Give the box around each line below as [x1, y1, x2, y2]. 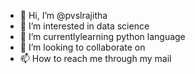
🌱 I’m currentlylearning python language [19, 31, 186, 42]
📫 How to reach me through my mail [19, 53, 172, 64]
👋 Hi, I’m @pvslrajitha [19, 10, 108, 21]
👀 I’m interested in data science [19, 20, 150, 32]
